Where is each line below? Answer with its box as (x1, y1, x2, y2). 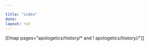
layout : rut (5, 21, 31, 26)
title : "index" (5, 12, 38, 17)
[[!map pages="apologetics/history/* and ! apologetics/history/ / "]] (5, 35, 144, 41)
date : (5, 16, 17, 22)
